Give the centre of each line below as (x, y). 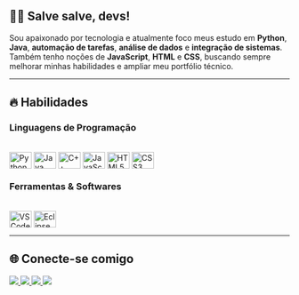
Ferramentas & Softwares (65, 187)
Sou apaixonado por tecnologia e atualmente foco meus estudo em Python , (148, 37)
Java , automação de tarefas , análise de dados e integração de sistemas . (146, 47)
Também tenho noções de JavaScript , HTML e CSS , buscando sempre (140, 56)
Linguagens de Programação (73, 128)
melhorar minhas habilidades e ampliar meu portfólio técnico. (121, 66)
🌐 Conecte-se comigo (72, 259)
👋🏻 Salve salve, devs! (70, 16)
